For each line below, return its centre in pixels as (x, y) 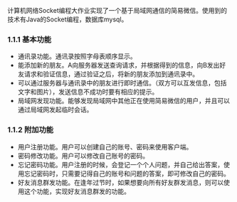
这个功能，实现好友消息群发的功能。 (77, 191)
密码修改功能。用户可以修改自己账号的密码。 (83, 156)
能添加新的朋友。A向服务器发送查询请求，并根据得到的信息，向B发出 (118, 65)
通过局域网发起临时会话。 (55, 110)
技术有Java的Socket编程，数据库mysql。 (68, 19)
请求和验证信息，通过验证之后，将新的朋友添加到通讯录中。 (111, 74)
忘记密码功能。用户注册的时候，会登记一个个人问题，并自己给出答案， (121, 164)
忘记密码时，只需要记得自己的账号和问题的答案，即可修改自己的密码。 (127, 174)
